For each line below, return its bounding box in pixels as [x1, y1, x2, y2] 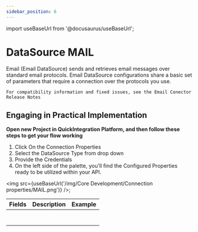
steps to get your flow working [6, 132, 83, 139]
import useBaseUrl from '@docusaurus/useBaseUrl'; [6, 25, 134, 32]
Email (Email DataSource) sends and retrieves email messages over [6, 65, 170, 72]
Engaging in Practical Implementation [6, 110, 148, 120]
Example [72, 200, 96, 208]
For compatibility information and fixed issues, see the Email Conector [6, 89, 192, 95]
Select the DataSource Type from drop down [14, 150, 124, 157]
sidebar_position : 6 [6, 8, 57, 15]
